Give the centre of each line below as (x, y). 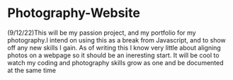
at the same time (32, 70)
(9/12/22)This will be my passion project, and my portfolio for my (102, 33)
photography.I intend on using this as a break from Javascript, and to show (117, 40)
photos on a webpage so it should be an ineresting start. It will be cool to (113, 55)
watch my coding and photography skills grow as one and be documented (116, 62)
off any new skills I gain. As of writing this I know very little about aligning (114, 47)
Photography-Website (74, 13)
